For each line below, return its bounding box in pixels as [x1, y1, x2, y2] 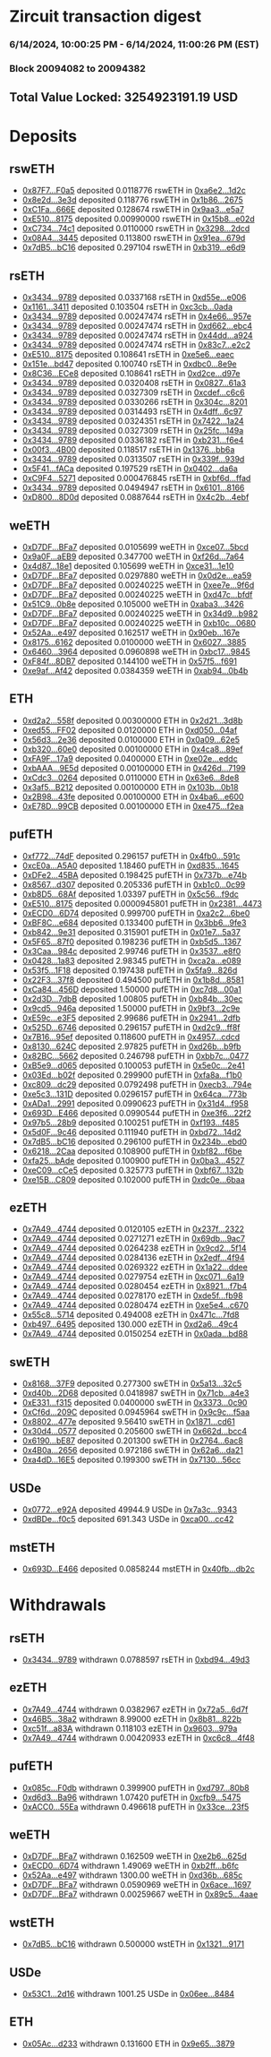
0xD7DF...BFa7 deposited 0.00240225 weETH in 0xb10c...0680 [21, 618, 257, 629]
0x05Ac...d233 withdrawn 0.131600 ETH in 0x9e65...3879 [21, 2038, 235, 2049]
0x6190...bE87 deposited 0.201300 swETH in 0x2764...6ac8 [21, 1435, 244, 1446]
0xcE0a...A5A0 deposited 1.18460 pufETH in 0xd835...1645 [21, 860, 240, 871]
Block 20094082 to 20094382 [9, 63, 146, 75]
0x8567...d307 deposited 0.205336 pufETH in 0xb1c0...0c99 [21, 879, 246, 890]
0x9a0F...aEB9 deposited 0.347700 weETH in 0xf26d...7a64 [21, 551, 244, 562]
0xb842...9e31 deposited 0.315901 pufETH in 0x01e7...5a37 [21, 926, 241, 937]
